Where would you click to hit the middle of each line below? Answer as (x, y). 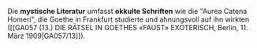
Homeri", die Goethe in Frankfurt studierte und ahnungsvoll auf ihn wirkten (128, 19)
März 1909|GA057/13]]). (47, 36)
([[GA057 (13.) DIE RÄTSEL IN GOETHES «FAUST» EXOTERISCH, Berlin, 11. (128, 27)
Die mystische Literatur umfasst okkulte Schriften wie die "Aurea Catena (127, 11)
